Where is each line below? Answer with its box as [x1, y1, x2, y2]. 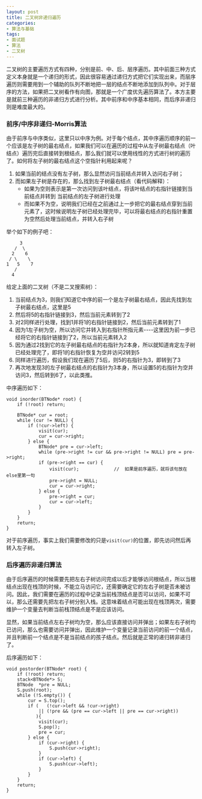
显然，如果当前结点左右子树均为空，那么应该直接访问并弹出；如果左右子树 [6, 619, 191, 626]
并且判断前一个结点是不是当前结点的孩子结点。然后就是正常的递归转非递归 [6, 634, 191, 641]
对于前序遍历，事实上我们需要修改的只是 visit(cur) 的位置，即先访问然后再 [6, 536, 191, 544]
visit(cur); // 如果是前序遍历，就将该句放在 [49, 466, 188, 473]
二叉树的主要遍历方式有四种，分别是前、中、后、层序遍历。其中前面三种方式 [6, 65, 196, 72]
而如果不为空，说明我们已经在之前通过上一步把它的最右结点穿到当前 [23, 200, 193, 208]
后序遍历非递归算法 [6, 561, 62, 569]
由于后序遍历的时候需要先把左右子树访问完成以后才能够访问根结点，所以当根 [6, 576, 196, 583]
